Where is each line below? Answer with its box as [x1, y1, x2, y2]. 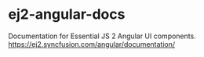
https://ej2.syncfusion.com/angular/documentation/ [8, 39, 176, 48]
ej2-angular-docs [8, 5, 126, 23]
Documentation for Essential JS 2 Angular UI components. [8, 31, 196, 41]
